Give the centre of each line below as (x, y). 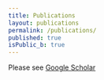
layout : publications (44, 23)
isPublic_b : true (37, 45)
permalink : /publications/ (52, 30)
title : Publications (42, 15)
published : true (35, 38)
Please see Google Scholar (52, 67)
